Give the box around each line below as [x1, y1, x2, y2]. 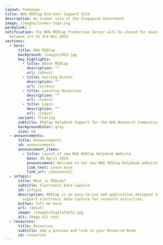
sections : [5, 39, 25, 44]
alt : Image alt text [17, 214, 60, 220]
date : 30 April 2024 [26, 156, 68, 161]
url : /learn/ [26, 98, 53, 102]
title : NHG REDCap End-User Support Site [5, 12, 90, 16]
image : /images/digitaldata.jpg [17, 210, 83, 215]
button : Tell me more [17, 201, 62, 206]
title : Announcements [17, 138, 62, 143]
